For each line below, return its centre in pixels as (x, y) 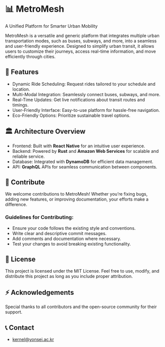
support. (14, 312)
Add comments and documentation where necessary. (67, 239)
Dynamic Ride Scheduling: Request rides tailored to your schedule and (84, 84)
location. (21, 89)
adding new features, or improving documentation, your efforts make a (77, 199)
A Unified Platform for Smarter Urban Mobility (51, 26)
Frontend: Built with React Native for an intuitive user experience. (79, 146)
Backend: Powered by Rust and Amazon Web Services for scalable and (85, 151)
